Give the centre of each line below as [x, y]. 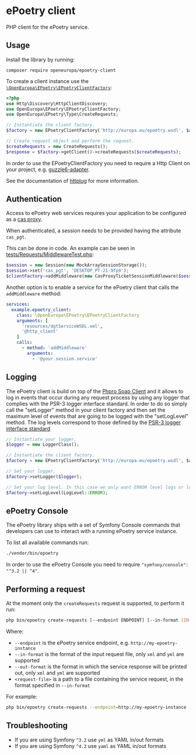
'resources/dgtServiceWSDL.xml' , [62, 326]
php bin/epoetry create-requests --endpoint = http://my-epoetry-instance [96, 707]
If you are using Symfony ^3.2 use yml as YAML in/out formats [89, 740]
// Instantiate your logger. [41, 439]
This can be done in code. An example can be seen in [71, 248]
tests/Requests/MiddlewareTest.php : [50, 254]
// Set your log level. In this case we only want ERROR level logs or [95, 487]
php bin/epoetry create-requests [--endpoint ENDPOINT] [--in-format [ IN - [99, 620]
